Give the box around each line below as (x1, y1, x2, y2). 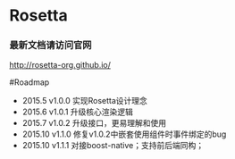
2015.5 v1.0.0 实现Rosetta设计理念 (21, 96, 147, 106)
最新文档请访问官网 (9, 39, 92, 52)
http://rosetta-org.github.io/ (9, 60, 112, 71)
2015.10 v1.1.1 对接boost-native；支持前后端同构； (21, 140, 204, 151)
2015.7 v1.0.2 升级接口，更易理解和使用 (21, 118, 167, 129)
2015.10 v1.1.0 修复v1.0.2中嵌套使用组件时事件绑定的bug (21, 129, 227, 139)
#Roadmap (9, 77, 50, 88)
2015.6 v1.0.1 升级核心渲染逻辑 (21, 106, 134, 117)
